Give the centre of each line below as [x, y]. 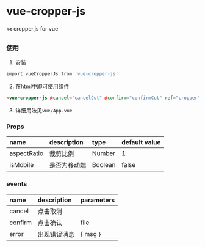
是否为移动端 [68, 165]
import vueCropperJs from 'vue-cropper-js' [63, 74]
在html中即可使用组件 [42, 86]
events [17, 184]
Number [104, 153]
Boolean [104, 165]
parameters [98, 200]
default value [141, 142]
